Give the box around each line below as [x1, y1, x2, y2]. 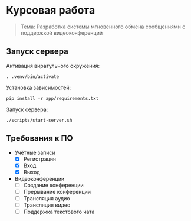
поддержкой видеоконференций [20, 29, 103, 36]
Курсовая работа [6, 4, 95, 17]
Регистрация [23, 155, 56, 162]
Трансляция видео [23, 201, 71, 209]
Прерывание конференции [23, 188, 91, 195]
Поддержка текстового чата [23, 208, 95, 215]
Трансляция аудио [23, 194, 70, 201]
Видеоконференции [14, 175, 65, 182]
